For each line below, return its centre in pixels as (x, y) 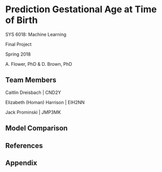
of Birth (22, 20)
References (24, 146)
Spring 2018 (18, 54)
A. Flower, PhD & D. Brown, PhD (39, 64)
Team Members (31, 80)
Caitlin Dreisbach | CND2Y (33, 92)
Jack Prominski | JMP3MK (33, 112)
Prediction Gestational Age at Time (81, 9)
